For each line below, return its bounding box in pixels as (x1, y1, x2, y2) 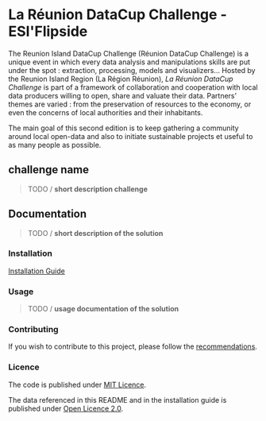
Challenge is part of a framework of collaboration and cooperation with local (8, 82, 258, 92)
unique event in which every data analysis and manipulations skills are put (8, 57, 251, 67)
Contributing (8, 324, 59, 335)
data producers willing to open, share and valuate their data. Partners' (8, 91, 237, 100)
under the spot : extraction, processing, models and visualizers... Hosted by (8, 65, 256, 75)
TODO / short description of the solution (27, 228, 164, 238)
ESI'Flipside (8, 22, 88, 41)
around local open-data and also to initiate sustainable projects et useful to (8, 131, 253, 141)
